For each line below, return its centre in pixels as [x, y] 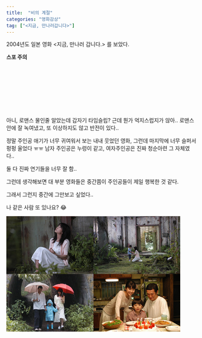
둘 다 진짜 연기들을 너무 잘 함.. [42, 169]
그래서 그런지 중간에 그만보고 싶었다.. [50, 194]
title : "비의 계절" [30, 13]
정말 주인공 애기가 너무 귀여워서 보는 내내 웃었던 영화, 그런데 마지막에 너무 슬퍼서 [101, 141]
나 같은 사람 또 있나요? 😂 [37, 207]
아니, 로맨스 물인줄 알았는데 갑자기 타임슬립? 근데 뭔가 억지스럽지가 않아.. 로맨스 [100, 121]
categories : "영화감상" [34, 19]
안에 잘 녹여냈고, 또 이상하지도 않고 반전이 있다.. [63, 128]
